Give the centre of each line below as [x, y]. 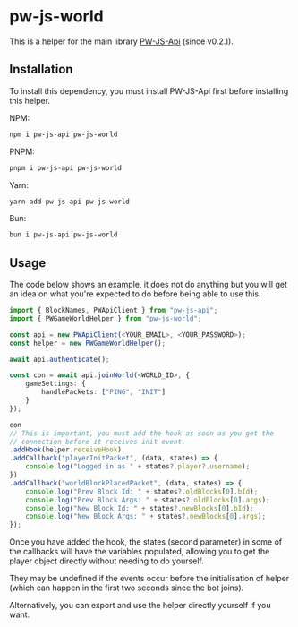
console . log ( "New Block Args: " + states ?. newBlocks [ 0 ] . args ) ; [146, 517]
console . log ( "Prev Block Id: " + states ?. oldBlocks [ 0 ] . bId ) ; [142, 491]
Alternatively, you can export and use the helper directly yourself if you [140, 606]
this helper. [30, 100]
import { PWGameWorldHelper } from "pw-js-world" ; [106, 318]
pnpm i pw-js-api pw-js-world [66, 167]
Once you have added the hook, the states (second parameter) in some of [146, 542]
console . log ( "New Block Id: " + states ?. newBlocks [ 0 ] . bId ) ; [140, 508]
